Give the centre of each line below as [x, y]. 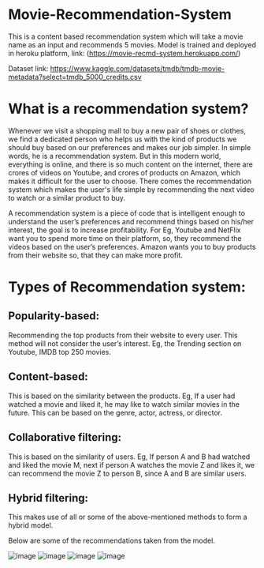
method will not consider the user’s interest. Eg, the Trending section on [125, 343]
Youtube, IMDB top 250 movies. [60, 352]
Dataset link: [28, 68]
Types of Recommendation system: [127, 287]
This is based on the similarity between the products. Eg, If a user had [122, 396]
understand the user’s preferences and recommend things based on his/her [131, 221]
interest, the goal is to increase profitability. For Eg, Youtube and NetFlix [125, 230]
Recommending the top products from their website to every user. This [123, 335]
